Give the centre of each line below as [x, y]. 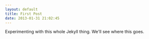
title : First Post [24, 14]
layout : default [21, 9]
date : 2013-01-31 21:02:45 [32, 18]
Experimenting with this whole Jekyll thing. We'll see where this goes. [75, 32]
